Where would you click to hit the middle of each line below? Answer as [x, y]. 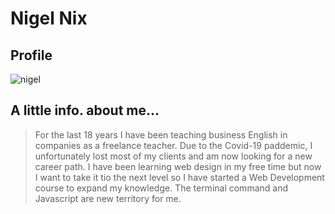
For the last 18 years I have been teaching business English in [161, 134]
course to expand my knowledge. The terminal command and [161, 188]
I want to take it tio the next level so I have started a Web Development [179, 177]
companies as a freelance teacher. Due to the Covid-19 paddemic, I [173, 145]
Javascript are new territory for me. [108, 198]
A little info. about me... [85, 110]
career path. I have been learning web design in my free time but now [178, 166]
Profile [31, 55]
